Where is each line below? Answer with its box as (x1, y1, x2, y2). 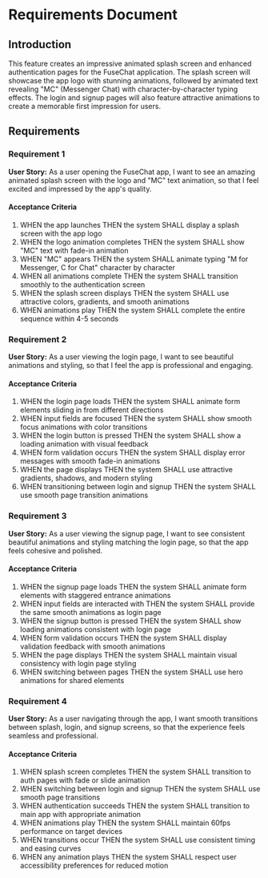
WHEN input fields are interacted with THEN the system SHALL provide (19, 599, 255, 609)
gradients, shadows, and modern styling (19, 473, 154, 483)
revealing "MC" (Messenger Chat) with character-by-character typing (8, 84, 238, 94)
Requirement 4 (8, 695, 68, 706)
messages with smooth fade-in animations (19, 456, 161, 466)
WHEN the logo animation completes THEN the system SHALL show (19, 237, 246, 246)
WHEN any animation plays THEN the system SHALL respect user (19, 852, 238, 862)
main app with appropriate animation (19, 810, 142, 819)
